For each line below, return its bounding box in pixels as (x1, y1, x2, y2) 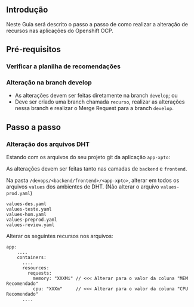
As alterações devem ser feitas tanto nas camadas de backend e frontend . (6, 165, 187, 172)
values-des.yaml (6, 201, 47, 207)
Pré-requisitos (6, 44, 61, 54)
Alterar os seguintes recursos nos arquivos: (6, 233, 113, 240)
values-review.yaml (6, 222, 55, 228)
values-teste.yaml (6, 206, 52, 212)
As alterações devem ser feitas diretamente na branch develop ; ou (14, 92, 178, 99)
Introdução (6, 5, 48, 15)
